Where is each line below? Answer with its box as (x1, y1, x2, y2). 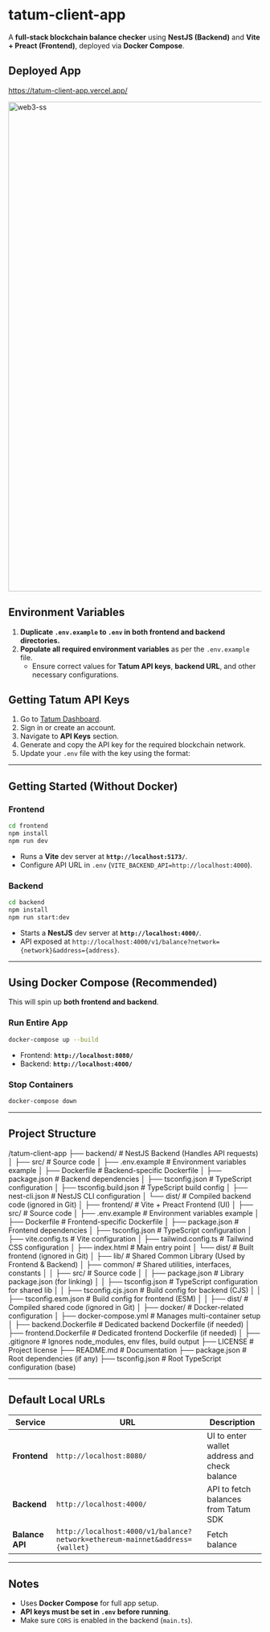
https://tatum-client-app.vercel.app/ (8, 85, 129, 95)
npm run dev (8, 837, 48, 845)
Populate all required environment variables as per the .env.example (19, 644, 251, 654)
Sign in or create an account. (19, 723, 117, 733)
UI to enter (207, 1431, 247, 1442)
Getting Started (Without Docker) (8, 779, 178, 793)
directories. (19, 635, 60, 645)
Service (14, 1417, 46, 1428)
